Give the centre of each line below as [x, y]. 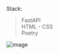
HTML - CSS [37, 27]
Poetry [29, 33]
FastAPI [31, 20]
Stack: [14, 9]
